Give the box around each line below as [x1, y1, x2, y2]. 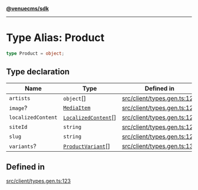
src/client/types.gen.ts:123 [6, 178, 71, 185]
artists [9, 95, 31, 102]
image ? [9, 104, 28, 112]
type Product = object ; [6, 50, 65, 56]
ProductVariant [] [62, 142, 111, 150]
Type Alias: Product [6, 31, 105, 45]
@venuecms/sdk [6, 5, 49, 12]
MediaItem [62, 104, 91, 111]
